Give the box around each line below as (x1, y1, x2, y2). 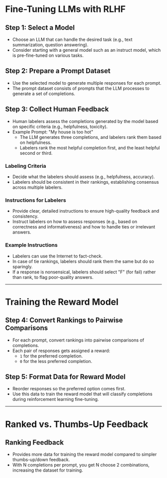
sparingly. (12, 263, 33, 269)
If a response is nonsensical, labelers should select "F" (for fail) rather (12, 269, 156, 275)
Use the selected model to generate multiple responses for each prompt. (12, 80, 162, 86)
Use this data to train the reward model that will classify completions (12, 391, 153, 397)
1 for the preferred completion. (19, 353, 83, 359)
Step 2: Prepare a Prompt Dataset (5, 67, 111, 75)
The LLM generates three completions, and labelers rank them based (19, 134, 162, 140)
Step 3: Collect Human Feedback (5, 105, 109, 114)
